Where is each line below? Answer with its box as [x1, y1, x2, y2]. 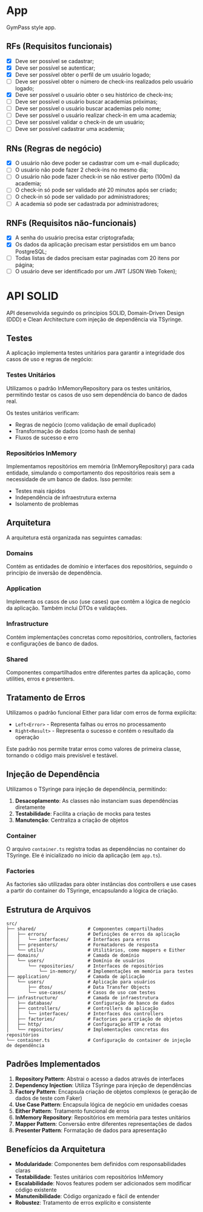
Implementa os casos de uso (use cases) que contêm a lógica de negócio [6, 598, 191, 605]
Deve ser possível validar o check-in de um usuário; [15, 119, 145, 126]
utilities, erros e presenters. [6, 675, 75, 682]
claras [15, 1167, 31, 1174]
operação [15, 733, 39, 741]
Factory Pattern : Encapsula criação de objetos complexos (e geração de [15, 1088, 198, 1095]
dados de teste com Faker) [15, 1094, 83, 1102]
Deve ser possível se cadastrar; [15, 57, 94, 64]
